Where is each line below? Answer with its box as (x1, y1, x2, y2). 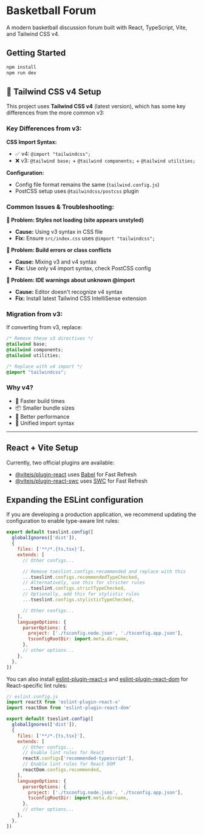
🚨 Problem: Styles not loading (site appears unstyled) (6, 216, 144, 223)
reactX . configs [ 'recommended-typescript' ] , (22, 755, 135, 761)
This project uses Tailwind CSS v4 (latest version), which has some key (6, 103, 186, 110)
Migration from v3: (6, 310, 63, 318)
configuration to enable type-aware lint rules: (6, 517, 120, 525)
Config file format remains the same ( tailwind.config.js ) (15, 181, 160, 188)
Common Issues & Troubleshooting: (6, 202, 114, 211)
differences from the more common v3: (6, 109, 105, 116)
